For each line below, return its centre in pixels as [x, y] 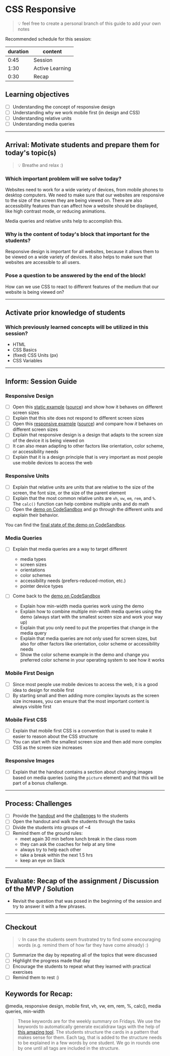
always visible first [32, 706]
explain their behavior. [36, 515]
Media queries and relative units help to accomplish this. [64, 221]
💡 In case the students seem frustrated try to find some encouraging [89, 939]
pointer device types [41, 586]
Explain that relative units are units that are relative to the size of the [83, 487]
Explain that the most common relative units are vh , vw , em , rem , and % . [84, 498]
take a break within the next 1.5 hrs [56, 855]
